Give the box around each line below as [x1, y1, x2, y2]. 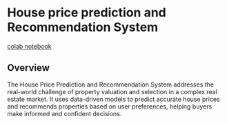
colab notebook [7, 42, 52, 50]
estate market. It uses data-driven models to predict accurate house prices [7, 95, 220, 103]
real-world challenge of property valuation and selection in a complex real [7, 87, 217, 96]
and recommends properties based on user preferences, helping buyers [7, 102, 213, 111]
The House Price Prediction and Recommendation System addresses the [7, 80, 215, 89]
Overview [7, 62, 50, 74]
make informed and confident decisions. [7, 109, 122, 118]
